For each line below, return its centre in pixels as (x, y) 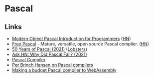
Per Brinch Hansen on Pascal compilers (52, 65)
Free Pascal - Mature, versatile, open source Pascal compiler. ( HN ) (80, 44)
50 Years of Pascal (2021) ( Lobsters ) (50, 49)
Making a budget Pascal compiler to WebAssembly (64, 70)
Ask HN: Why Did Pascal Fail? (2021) (50, 54)
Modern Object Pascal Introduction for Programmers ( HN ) (71, 39)
